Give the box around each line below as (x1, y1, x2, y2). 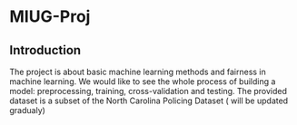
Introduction (9, 43, 82, 58)
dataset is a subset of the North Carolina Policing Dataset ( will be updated (9, 95, 289, 106)
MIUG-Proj (9, 6, 91, 27)
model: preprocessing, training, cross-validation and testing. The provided (9, 86, 288, 96)
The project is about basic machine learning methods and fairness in (9, 66, 266, 77)
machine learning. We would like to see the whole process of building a (9, 76, 276, 87)
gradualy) (9, 105, 45, 115)
